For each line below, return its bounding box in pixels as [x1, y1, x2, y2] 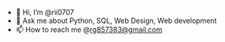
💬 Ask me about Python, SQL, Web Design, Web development [15, 16, 217, 25]
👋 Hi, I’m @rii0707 [15, 8, 74, 17]
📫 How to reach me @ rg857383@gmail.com [15, 25, 162, 34]
